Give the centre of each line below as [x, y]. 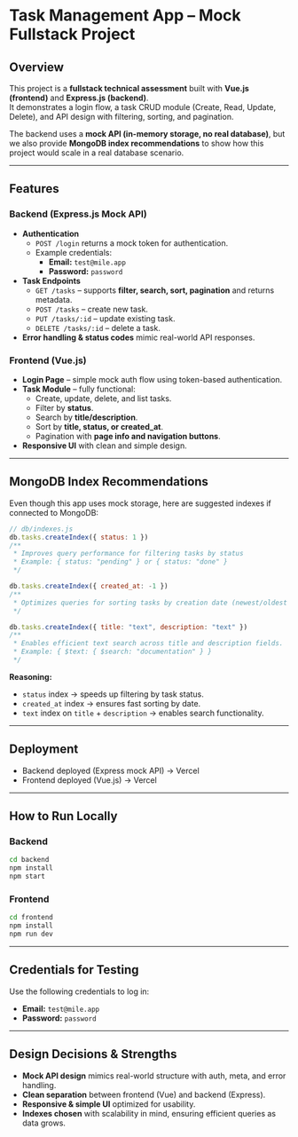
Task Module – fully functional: [78, 389]
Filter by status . [64, 407]
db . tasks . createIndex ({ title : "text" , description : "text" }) [129, 627]
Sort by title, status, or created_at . [99, 426]
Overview [37, 67]
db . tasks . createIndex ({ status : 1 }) [79, 537]
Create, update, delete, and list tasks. [103, 398]
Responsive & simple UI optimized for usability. [109, 1104]
